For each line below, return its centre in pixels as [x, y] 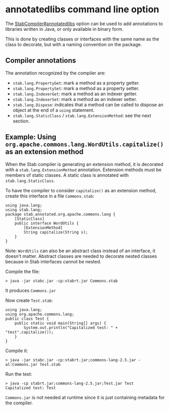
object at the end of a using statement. [54, 110]
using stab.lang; [24, 210]
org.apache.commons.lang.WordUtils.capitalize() [84, 145]
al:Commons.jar [22, 364]
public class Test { [27, 319]
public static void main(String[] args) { [60, 323]
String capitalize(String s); [56, 232]
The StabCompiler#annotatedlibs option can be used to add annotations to [84, 24]
